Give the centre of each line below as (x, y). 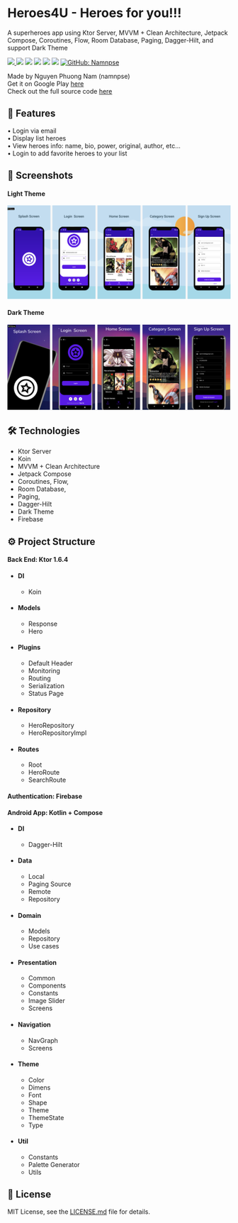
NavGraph (43, 1040)
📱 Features (32, 114)
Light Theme (27, 194)
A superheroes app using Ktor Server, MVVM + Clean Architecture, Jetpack (118, 33)
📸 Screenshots (40, 176)
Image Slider (46, 1001)
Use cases (44, 946)
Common (41, 978)
